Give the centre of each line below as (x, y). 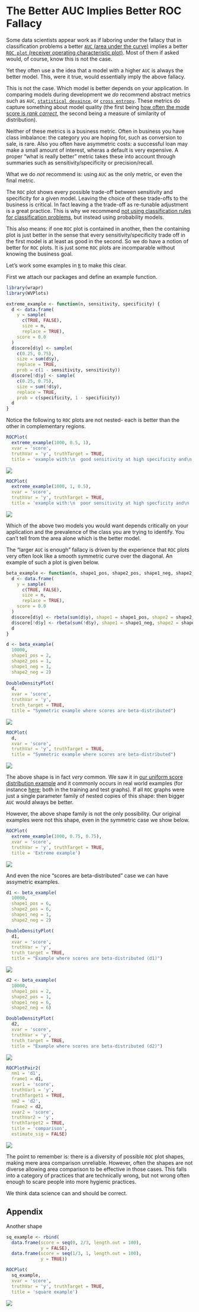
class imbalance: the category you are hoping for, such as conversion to (94, 137)
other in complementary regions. (46, 426)
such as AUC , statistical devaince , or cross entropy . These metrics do (93, 101)
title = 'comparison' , (39, 1129)
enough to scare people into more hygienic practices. (71, 1182)
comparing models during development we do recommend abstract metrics (98, 94)
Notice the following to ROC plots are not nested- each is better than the (93, 420)
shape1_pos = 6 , (31, 904)
